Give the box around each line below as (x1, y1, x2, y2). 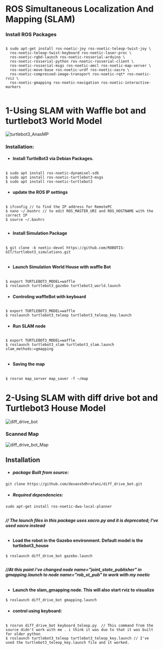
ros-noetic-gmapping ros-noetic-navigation (10, 80, 99, 86)
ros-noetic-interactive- (100, 80, 151, 86)
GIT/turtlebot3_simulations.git (5, 249, 71, 255)
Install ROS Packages (5, 31, 57, 38)
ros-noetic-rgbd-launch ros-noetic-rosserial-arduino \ (10, 55, 125, 60)
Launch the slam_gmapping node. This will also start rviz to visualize (12, 587, 155, 593)
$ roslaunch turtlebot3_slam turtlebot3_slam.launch (5, 342, 114, 347)
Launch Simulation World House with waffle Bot (12, 264, 111, 270)
